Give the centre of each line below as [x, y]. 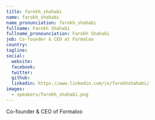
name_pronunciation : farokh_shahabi [51, 23]
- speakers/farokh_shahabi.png [50, 94]
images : [16, 89]
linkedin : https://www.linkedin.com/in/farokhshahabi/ [80, 84]
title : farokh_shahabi [34, 12]
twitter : [22, 72]
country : [17, 45]
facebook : [23, 67]
